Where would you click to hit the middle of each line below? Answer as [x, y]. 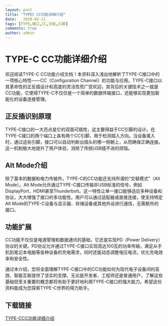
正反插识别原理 [28, 116]
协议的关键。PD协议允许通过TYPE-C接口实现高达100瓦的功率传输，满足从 [81, 246]
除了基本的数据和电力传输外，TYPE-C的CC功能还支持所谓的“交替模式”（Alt [83, 178]
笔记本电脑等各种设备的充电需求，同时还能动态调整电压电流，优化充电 [86, 252]
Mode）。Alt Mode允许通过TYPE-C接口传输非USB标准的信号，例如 [74, 184]
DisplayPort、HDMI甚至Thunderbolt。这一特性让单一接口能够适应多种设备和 [84, 191]
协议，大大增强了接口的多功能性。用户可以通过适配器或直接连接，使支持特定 [84, 197]
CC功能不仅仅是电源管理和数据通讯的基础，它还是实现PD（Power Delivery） [84, 240]
